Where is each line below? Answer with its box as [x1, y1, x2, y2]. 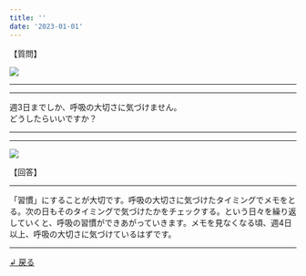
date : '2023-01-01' [9, 22, 84, 31]
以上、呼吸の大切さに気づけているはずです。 [9, 229, 177, 240]
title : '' [9, 13, 47, 23]
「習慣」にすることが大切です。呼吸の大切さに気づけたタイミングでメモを [9, 194, 289, 205]
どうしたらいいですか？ [9, 113, 97, 124]
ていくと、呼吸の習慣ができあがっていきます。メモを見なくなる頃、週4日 [16, 217, 292, 228]
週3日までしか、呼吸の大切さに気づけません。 [9, 101, 182, 112]
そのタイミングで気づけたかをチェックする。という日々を [56, 206, 273, 217]
